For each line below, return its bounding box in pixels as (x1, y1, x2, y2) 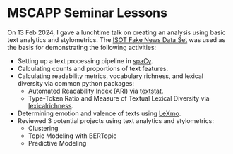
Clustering (28, 124, 59, 132)
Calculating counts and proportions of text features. (17, 64, 169, 72)
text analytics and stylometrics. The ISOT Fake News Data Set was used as (7, 35, 226, 44)
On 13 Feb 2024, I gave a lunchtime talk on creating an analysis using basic (7, 28, 226, 37)
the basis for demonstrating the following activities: (7, 43, 157, 51)
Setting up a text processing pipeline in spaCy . (17, 56, 153, 65)
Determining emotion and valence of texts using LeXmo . (17, 109, 181, 117)
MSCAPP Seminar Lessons (7, 5, 168, 21)
